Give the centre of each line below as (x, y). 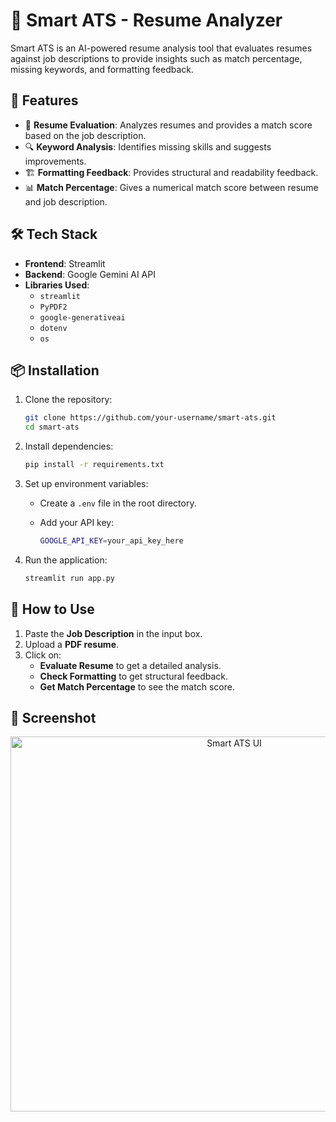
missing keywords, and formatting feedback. (102, 69)
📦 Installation (55, 370)
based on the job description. (85, 135)
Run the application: (66, 560)
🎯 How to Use (52, 609)
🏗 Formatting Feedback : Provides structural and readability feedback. (171, 172)
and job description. (66, 201)
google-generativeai (82, 317)
